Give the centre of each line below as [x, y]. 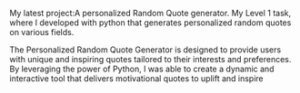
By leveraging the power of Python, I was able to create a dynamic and [142, 69]
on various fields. [42, 32]
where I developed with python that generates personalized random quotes [150, 23]
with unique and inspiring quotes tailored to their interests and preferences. [150, 59]
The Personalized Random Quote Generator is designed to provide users [145, 50]
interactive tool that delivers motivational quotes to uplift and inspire [136, 79]
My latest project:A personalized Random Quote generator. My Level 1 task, [150, 13]
